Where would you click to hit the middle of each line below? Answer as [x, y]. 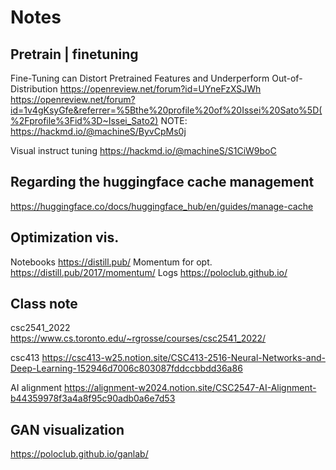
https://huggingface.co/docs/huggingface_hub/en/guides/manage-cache [162, 206]
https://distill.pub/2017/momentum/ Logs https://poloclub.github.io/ [149, 272]
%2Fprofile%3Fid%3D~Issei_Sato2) [84, 120]
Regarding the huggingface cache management [162, 182]
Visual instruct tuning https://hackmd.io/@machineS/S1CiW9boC [143, 150]
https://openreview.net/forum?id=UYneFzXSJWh [160, 89]
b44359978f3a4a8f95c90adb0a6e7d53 [93, 398]
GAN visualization [67, 429]
